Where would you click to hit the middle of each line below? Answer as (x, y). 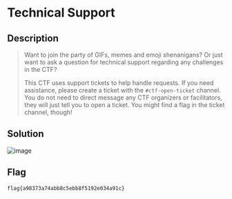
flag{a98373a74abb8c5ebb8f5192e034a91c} (66, 188)
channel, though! (48, 112)
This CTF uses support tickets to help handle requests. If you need (119, 83)
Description (33, 38)
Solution (26, 134)
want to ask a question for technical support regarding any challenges (124, 62)
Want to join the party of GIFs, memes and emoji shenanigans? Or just (123, 55)
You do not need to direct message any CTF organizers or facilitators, (123, 97)
